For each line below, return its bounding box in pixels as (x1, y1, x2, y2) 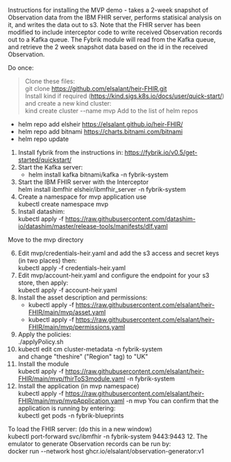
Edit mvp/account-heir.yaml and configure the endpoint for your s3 (17, 271, 210, 279)
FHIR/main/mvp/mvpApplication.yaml (17, 397, 125, 405)
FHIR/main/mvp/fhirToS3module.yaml (17, 374, 126, 383)
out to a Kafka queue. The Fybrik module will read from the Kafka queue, (8, 35, 216, 44)
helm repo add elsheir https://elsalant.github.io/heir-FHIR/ (17, 120, 183, 128)
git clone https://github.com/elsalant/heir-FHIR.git (24, 85, 167, 92)
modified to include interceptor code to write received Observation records (8, 28, 223, 36)
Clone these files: (24, 77, 76, 85)
